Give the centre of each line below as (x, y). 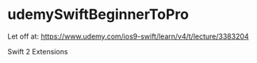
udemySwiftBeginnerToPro (98, 15)
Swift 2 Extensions (38, 51)
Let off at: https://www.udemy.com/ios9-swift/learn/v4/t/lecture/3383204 (128, 36)
